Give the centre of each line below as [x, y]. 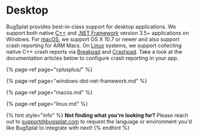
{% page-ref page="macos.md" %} [49, 92]
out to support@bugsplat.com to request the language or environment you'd [99, 121]
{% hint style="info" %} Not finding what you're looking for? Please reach [97, 115]
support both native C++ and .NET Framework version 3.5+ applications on [98, 32]
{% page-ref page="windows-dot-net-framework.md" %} [77, 81]
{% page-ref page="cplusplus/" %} [49, 69]
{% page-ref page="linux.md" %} [47, 103]
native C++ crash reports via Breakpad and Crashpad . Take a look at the [94, 51]
